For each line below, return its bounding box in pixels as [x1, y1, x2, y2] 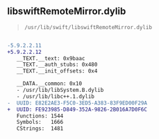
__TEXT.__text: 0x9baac [16, 55, 85, 62]
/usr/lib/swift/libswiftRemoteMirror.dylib [24, 24, 153, 30]
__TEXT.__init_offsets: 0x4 [16, 68, 98, 75]
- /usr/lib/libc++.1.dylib [16, 93, 95, 100]
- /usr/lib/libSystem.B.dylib [16, 86, 104, 94]
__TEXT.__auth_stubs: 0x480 [16, 62, 98, 68]
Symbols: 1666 [16, 119, 64, 126]
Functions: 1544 [16, 112, 64, 120]
